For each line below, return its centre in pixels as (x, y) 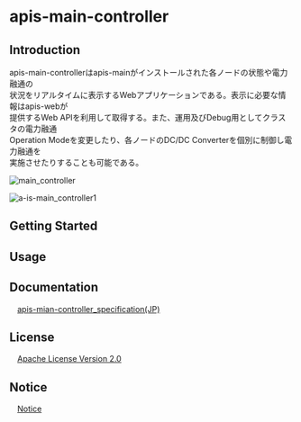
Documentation (54, 287)
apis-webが (46, 106)
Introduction (45, 50)
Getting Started (54, 226)
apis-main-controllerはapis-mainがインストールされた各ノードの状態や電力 (149, 72)
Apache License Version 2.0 (69, 359)
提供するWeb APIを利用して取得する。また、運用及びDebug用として (136, 117)
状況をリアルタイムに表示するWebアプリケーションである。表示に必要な (144, 95)
